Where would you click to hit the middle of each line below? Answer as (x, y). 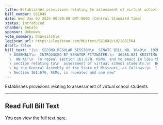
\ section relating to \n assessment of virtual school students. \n (80, 63)
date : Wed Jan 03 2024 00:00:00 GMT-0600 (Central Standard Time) (73, 18)
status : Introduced (25, 23)
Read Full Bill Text (32, 106)
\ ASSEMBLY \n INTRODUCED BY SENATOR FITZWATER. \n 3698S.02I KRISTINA (83, 55)
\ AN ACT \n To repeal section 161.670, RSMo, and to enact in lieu (81, 59)
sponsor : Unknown (23, 32)
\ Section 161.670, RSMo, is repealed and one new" (63, 73)
